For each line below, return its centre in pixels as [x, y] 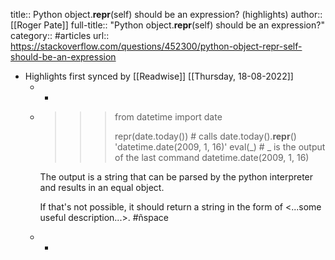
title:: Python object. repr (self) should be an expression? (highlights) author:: [166, 14]
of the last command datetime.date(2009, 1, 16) [212, 157]
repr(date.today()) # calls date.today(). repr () [205, 136]
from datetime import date [168, 117]
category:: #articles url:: [60, 35]
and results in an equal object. [102, 187]
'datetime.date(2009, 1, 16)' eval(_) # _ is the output [220, 147]
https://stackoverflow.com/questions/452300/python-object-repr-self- [156, 46]
